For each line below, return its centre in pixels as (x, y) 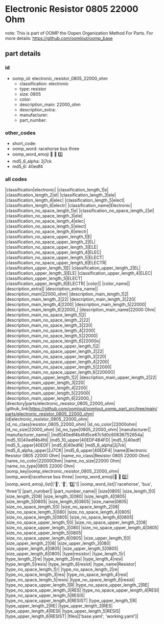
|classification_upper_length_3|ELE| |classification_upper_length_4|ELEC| (79, 273)
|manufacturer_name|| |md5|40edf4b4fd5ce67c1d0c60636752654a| (75, 435)
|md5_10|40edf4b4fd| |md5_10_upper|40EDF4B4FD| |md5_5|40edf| (73, 440)
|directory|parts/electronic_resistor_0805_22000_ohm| (60, 404)
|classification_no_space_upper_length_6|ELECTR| (56, 263)
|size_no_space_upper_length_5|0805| (44, 533)
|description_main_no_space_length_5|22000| (51, 336)
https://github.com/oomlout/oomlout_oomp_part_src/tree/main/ (94, 409)
